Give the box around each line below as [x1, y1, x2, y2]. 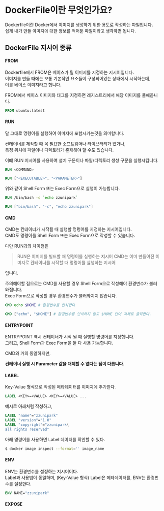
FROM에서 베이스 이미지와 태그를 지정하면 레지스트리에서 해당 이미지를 [5, 92, 141, 98]
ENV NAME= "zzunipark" [5, 490, 50, 495]
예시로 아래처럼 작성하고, [5, 403, 53, 409]
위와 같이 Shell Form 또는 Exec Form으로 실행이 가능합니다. [5, 186, 120, 192]
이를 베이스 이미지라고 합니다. [5, 82, 62, 88]
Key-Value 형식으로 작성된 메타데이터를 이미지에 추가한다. [5, 384, 116, 390]
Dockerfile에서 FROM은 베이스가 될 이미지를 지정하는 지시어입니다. [5, 69, 134, 75]
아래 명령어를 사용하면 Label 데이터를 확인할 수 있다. [5, 436, 106, 442]
